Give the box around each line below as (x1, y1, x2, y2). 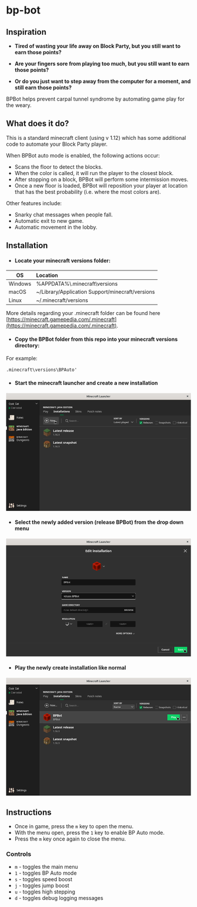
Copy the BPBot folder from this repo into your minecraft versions (14, 336, 178, 343)
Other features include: (6, 199, 62, 206)
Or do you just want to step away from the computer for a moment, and (14, 78, 191, 85)
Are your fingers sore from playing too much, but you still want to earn (14, 60, 189, 67)
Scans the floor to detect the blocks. (14, 163, 103, 170)
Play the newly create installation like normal (14, 664, 126, 671)
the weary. (6, 102, 32, 109)
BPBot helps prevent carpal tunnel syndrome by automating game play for (6, 95, 185, 102)
